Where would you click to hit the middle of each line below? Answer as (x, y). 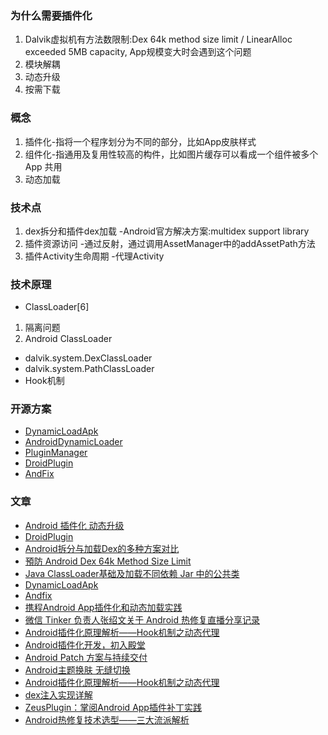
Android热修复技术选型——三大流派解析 (107, 719)
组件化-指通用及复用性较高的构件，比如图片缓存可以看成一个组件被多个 (171, 154)
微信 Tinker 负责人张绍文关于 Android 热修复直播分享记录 (142, 619)
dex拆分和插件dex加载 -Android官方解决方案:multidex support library (167, 231)
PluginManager (56, 453)
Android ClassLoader (68, 339)
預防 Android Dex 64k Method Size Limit (108, 561)
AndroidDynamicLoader (73, 442)
